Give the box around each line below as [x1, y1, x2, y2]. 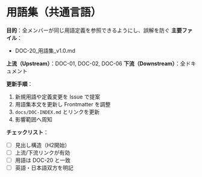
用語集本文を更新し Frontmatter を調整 [14, 100, 111, 108]
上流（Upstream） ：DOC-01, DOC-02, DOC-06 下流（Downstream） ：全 [6, 60, 186, 67]
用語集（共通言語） [6, 5, 102, 19]
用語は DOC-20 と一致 [14, 156, 71, 164]
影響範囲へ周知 [14, 115, 52, 123]
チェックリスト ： [6, 128, 49, 136]
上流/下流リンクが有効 [14, 149, 71, 156]
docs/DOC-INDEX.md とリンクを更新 [14, 108, 100, 115]
